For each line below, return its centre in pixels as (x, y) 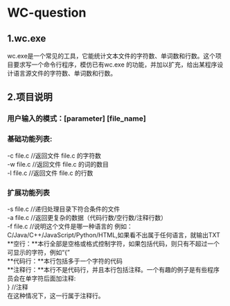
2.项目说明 (30, 97)
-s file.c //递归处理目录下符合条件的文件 (63, 209)
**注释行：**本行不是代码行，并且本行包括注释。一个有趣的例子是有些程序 (114, 269)
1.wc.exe (27, 39)
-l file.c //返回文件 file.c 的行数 (50, 173)
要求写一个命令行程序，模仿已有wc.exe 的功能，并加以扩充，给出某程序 (115, 65)
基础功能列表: (30, 139)
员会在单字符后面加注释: (42, 278)
